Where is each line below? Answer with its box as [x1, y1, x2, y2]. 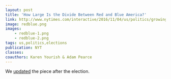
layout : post [5, 7, 33, 13]
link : [5, 17, 17, 22]
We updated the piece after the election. [5, 68, 90, 74]
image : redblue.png [5, 21, 47, 27]
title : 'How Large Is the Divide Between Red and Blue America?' [5, 12, 147, 17]
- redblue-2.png [14, 36, 49, 41]
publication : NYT [5, 45, 42, 50]
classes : [5, 50, 24, 55]
